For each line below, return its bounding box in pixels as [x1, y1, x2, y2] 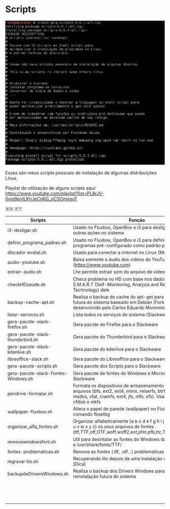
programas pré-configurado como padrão [73, 242, 161, 248]
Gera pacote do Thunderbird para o [73, 334, 147, 340]
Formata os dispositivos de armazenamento [73, 382, 164, 389]
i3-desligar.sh [7, 227, 37, 233]
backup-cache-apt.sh [7, 299, 55, 305]
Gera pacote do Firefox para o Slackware [73, 321, 158, 327]
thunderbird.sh [7, 336, 38, 343]
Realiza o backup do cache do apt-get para [73, 293, 164, 300]
